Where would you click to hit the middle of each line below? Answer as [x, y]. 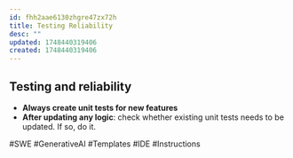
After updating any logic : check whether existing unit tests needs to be [153, 117]
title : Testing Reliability [61, 26]
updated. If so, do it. [59, 126]
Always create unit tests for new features [100, 107]
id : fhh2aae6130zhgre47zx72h [63, 17]
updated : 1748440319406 [53, 42]
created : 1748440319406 [53, 51]
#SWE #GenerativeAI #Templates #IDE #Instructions [105, 144]
